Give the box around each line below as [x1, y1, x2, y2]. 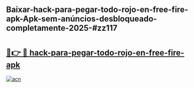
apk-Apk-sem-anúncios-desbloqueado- [6, 14, 157, 24]
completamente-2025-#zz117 [6, 23, 118, 33]
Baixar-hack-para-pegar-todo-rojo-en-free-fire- [6, 5, 189, 15]
